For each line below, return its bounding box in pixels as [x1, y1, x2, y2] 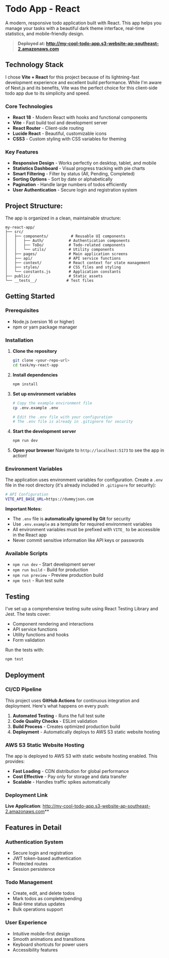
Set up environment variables [12, 391, 76, 397]
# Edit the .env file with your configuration [12, 414, 113, 420]
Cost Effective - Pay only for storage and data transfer [12, 773, 127, 780]
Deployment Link [5, 792, 48, 799]
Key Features [5, 148, 39, 155]
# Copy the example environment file [12, 400, 93, 406]
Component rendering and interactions [12, 621, 94, 627]
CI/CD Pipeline [5, 686, 42, 693]
